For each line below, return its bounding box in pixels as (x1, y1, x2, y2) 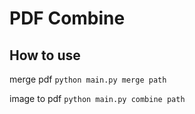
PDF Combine (9, 7, 126, 30)
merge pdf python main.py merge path (9, 73, 167, 85)
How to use (9, 47, 81, 64)
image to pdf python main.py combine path (9, 93, 186, 104)
